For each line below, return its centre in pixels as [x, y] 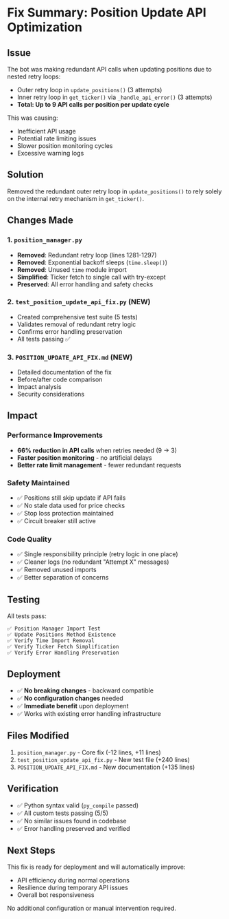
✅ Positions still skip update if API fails [71, 498]
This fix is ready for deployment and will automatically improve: [96, 867]
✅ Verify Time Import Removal [51, 641]
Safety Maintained [38, 483]
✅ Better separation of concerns [63, 578]
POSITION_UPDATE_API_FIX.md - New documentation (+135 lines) [106, 767]
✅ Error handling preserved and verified [73, 828]
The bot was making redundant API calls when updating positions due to [110, 69]
